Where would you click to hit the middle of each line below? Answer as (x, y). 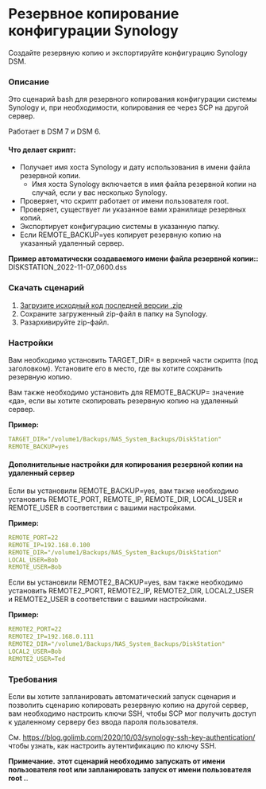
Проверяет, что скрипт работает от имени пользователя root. (124, 201)
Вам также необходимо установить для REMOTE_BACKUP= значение (126, 393)
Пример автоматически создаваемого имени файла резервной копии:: (133, 258)
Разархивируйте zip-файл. (64, 322)
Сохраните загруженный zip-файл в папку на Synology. (114, 313)
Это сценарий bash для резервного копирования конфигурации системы (133, 99)
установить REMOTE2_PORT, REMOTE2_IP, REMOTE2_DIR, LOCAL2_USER (131, 591)
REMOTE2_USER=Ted (37, 659)
